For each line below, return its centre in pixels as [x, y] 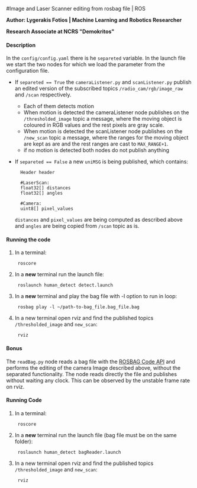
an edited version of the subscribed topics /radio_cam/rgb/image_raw [99, 89]
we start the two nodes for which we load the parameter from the [86, 64]
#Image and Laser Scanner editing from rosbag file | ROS [76, 9]
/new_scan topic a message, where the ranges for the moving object [106, 138]
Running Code [24, 400]
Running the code [28, 240]
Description [21, 45]
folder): [24, 441]
